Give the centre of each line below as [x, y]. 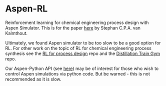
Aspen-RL [26, 9]
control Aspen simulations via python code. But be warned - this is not [77, 73]
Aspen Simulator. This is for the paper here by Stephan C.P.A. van [73, 27]
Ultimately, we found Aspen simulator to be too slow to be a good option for [83, 42]
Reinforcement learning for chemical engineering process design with [77, 22]
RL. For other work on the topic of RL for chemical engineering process [78, 48]
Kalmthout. [16, 33]
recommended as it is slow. [33, 79]
